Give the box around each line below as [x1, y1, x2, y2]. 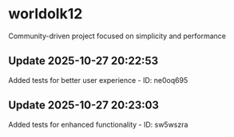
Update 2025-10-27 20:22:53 [8, 54, 158, 68]
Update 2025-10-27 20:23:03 [8, 99, 160, 112]
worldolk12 [8, 5, 83, 23]
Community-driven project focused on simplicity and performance [8, 31, 226, 41]
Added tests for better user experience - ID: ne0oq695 [8, 75, 188, 84]
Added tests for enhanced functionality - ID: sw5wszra [8, 119, 188, 129]
